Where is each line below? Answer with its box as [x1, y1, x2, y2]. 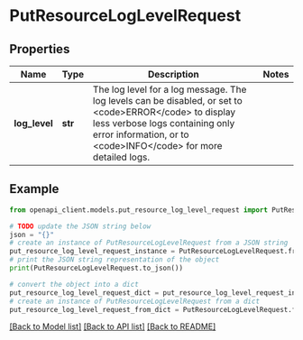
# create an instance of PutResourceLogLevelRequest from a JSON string [9, 238, 289, 248]
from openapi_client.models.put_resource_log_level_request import [9, 205, 269, 215]
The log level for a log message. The [93, 83, 247, 96]
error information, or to [93, 128, 189, 141]
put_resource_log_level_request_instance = [9, 247, 176, 256]
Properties [9, 41, 70, 57]
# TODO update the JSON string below [9, 222, 151, 231]
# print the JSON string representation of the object [9, 255, 220, 264]
